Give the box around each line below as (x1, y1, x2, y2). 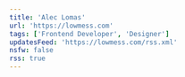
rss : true (9, 54, 46, 63)
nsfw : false (9, 46, 54, 55)
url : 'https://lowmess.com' (9, 21, 114, 30)
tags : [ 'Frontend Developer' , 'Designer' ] (9, 29, 170, 38)
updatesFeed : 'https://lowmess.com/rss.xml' (9, 37, 178, 47)
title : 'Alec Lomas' (9, 12, 87, 22)
